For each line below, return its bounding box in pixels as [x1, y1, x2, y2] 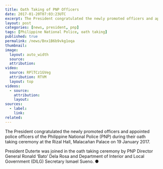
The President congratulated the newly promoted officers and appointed [5, 128, 150, 134]
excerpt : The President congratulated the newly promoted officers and [5, 16, 153, 21]
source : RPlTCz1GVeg [9, 70, 51, 75]
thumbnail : [5, 43, 27, 48]
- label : [9, 106, 27, 111]
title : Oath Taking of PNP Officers [5, 7, 79, 12]
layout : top [9, 79, 34, 84]
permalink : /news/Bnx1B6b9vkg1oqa [5, 39, 75, 44]
